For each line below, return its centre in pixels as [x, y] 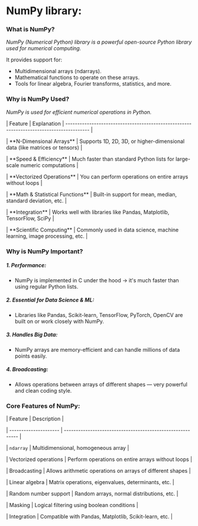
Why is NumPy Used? [38, 99]
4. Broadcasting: [27, 370]
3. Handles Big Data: [32, 335]
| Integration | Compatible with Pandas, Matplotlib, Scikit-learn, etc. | [90, 516]
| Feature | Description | [35, 419]
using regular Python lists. [46, 286]
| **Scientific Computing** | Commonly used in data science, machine [92, 230]
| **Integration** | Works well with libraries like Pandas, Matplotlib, [88, 212]
